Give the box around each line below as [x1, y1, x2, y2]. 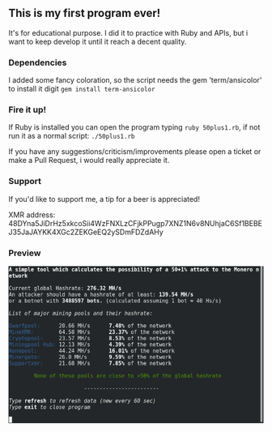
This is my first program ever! [8, 6, 161, 20]
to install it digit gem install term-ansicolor [8, 84, 155, 94]
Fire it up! [8, 105, 47, 116]
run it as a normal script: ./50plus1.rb [8, 131, 135, 141]
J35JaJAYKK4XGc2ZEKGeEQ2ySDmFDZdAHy [8, 227, 164, 237]
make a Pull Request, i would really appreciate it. [8, 156, 170, 165]
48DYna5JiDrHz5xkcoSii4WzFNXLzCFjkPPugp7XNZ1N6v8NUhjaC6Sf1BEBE [8, 218, 263, 228]
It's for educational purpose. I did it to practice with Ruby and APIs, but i [8, 28, 249, 37]
